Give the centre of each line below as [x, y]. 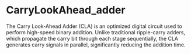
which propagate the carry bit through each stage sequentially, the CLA [92, 38]
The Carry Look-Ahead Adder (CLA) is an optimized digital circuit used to [94, 26]
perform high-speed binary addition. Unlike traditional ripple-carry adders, [96, 32]
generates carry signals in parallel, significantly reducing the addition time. [96, 45]
